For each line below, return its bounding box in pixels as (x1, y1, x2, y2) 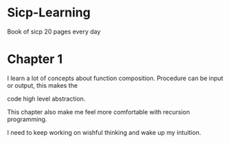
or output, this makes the (7, 81, 78, 90)
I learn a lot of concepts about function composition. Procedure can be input (7, 74, 224, 82)
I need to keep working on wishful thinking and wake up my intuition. (7, 128, 201, 136)
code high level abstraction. (7, 94, 86, 103)
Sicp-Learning (7, 5, 91, 21)
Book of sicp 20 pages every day (7, 27, 101, 36)
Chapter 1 (7, 51, 63, 67)
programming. (7, 115, 47, 123)
